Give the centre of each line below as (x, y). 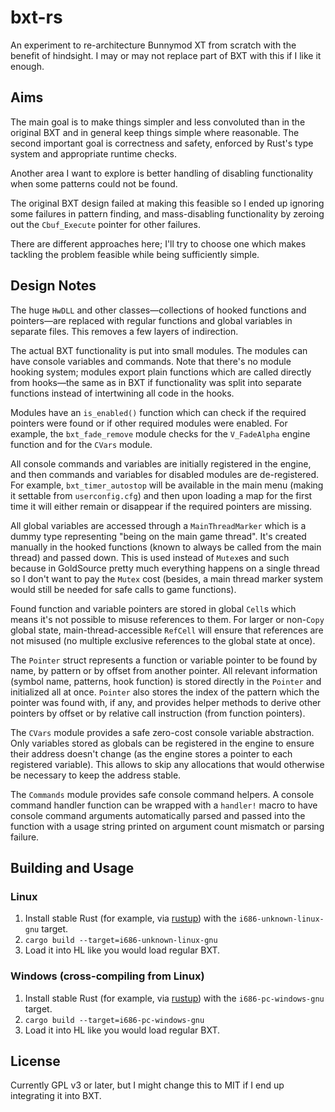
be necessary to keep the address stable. (96, 775)
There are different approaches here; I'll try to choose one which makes (158, 243)
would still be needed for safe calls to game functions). (123, 589)
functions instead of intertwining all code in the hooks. (122, 393)
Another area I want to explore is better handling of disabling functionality (162, 173)
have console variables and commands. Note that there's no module (151, 361)
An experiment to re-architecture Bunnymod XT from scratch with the (153, 45)
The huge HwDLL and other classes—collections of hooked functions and (158, 310)
